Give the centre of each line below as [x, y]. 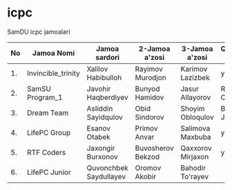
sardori [107, 57]
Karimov [194, 69]
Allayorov [196, 97]
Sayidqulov [105, 117]
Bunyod [147, 89]
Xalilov [97, 69]
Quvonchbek [108, 168]
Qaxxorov [196, 148]
